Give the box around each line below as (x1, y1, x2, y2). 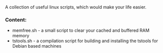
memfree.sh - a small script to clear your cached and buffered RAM (12, 27, 150, 33)
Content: (5, 16, 27, 23)
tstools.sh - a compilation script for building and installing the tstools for (12, 38, 159, 44)
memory (12, 33, 30, 39)
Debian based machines (12, 43, 62, 49)
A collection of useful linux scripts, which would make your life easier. (5, 4, 147, 10)
